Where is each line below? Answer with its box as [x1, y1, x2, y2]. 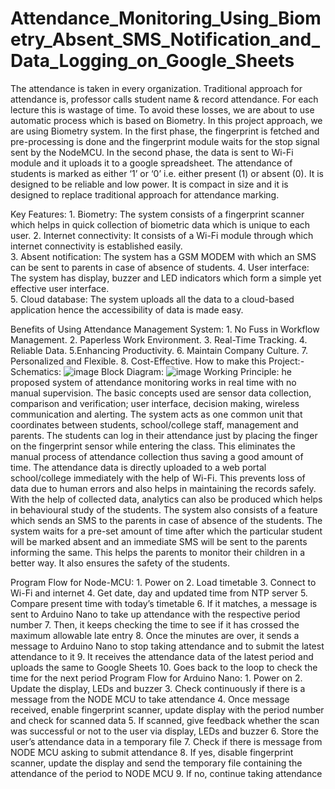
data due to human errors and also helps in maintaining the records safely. [10, 482, 317, 494]
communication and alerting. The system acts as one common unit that [10, 408, 303, 420]
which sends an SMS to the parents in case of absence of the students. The [10, 514, 323, 526]
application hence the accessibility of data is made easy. [10, 303, 244, 316]
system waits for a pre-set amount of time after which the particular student [10, 525, 323, 537]
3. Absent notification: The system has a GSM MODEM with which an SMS [10, 250, 317, 262]
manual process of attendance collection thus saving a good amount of [10, 450, 304, 462]
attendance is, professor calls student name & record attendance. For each [10, 93, 319, 105]
